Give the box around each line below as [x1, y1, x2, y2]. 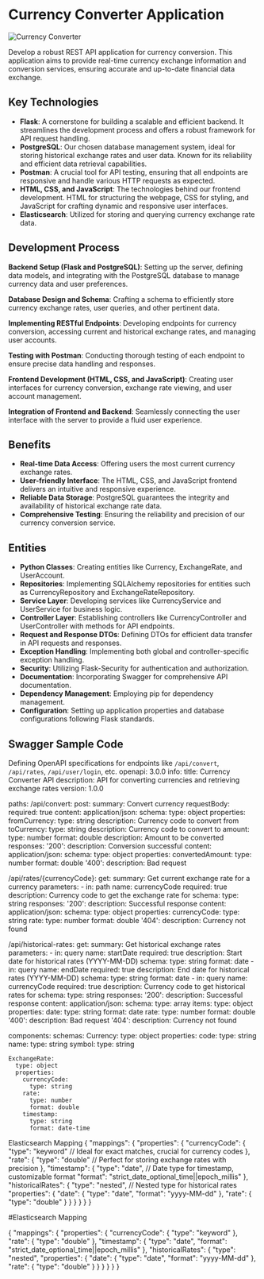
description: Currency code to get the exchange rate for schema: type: [8, 891, 239, 899]
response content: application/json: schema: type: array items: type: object [8, 999, 254, 1008]
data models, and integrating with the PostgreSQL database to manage [8, 270, 240, 280]
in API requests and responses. [19, 638, 122, 648]
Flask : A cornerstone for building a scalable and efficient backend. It [19, 117, 244, 126]
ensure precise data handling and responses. [8, 359, 156, 369]
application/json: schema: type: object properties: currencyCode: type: [8, 907, 240, 917]
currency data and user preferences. [8, 279, 128, 288]
